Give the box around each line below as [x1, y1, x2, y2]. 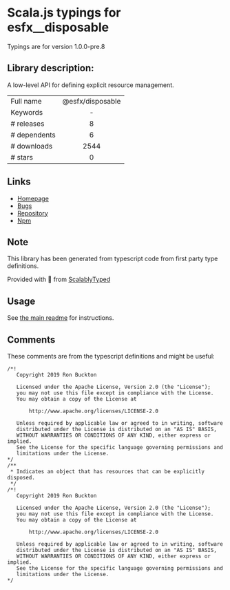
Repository [17, 209, 48, 217]
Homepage [17, 194, 50, 202]
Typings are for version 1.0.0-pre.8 [7, 42, 105, 50]
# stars [10, 152, 33, 162]
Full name [10, 96, 43, 106]
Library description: [7, 62, 94, 74]
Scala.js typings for [7, 5, 121, 21]
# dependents [10, 130, 56, 140]
